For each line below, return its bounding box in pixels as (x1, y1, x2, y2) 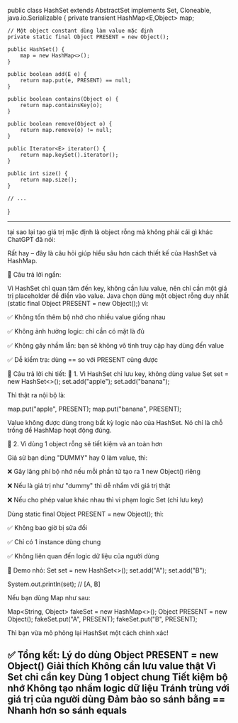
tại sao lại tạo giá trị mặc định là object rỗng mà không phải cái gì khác (7, 228, 213, 236)
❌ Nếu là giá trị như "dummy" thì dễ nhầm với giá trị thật (7, 482, 171, 490)
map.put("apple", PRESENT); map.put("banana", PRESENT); (7, 404, 182, 413)
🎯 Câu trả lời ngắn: (7, 270, 62, 279)
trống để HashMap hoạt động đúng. (7, 426, 112, 434)
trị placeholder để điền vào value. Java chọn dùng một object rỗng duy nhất (7, 292, 229, 300)
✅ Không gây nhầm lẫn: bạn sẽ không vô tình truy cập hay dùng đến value (7, 341, 225, 350)
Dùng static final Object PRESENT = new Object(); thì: (7, 510, 164, 518)
